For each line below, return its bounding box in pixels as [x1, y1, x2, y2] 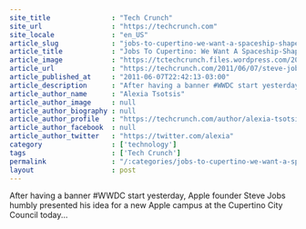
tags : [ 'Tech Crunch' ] [9, 148, 181, 157]
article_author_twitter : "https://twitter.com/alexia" [9, 132, 234, 141]
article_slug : [9, 38, 117, 48]
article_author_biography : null [9, 106, 137, 115]
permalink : [9, 156, 117, 166]
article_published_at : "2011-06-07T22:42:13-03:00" [9, 73, 230, 82]
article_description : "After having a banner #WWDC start [9, 81, 259, 90]
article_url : [9, 65, 117, 74]
